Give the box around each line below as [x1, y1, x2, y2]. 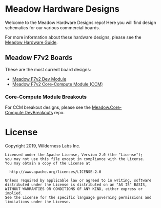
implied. [5, 190, 23, 196]
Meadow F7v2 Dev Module [12, 76, 67, 82]
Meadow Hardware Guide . [5, 39, 58, 45]
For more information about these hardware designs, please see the [5, 34, 141, 40]
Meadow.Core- [92, 104, 122, 110]
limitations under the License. [5, 199, 71, 204]
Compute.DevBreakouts [5, 110, 53, 116]
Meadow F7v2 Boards [5, 54, 73, 62]
